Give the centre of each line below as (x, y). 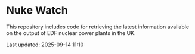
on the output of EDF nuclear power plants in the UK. (71, 33)
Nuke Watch (37, 10)
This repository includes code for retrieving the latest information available (98, 27)
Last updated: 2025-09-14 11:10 (45, 45)
